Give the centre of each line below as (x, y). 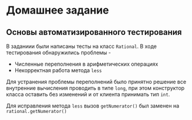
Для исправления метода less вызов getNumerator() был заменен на (93, 106)
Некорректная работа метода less (58, 70)
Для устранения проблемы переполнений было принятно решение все (96, 82)
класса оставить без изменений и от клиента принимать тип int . (88, 94)
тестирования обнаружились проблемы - (59, 53)
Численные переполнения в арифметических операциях (86, 64)
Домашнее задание (57, 10)
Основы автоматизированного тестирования (94, 32)
